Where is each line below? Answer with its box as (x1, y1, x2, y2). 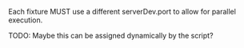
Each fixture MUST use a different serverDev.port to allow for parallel (8, 7, 236, 16)
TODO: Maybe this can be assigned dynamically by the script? (8, 31, 214, 40)
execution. (8, 15, 43, 25)
